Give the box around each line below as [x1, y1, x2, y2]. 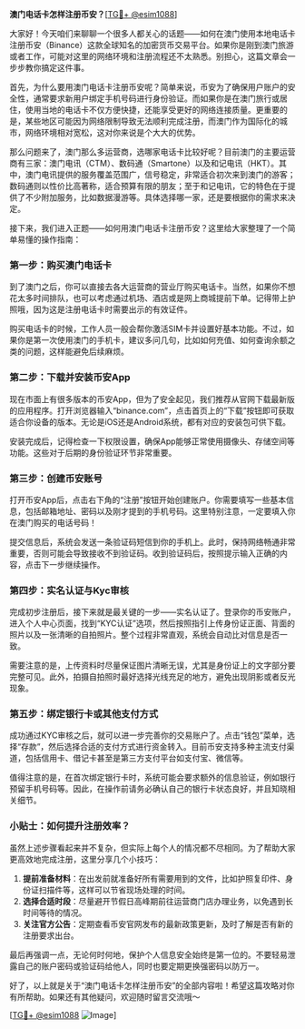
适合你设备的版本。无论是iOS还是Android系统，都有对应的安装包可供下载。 [9, 416, 290, 427]
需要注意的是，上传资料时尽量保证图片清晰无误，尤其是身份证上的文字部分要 [9, 660, 296, 671]
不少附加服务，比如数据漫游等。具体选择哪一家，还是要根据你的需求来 [25, 192, 288, 203]
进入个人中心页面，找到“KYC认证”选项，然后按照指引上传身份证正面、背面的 [9, 618, 295, 629]
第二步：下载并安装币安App [9, 371, 131, 384]
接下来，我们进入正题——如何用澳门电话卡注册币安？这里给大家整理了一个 [9, 223, 288, 233]
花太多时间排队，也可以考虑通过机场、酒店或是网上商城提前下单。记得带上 [9, 293, 288, 304]
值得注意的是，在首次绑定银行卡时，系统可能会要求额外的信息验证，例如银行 [9, 772, 296, 783]
